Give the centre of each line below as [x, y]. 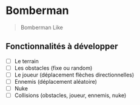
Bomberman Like [42, 27]
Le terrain [26, 61]
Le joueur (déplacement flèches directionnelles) [74, 75]
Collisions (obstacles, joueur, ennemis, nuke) [70, 95]
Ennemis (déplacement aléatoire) [56, 81]
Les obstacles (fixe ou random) [53, 68]
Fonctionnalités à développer [62, 46]
